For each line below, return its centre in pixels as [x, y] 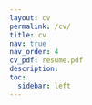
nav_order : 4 [34, 52]
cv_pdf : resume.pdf [46, 60]
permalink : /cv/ [40, 26]
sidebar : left [44, 86]
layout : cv [30, 18]
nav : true [28, 43]
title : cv [28, 35]
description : [34, 69]
